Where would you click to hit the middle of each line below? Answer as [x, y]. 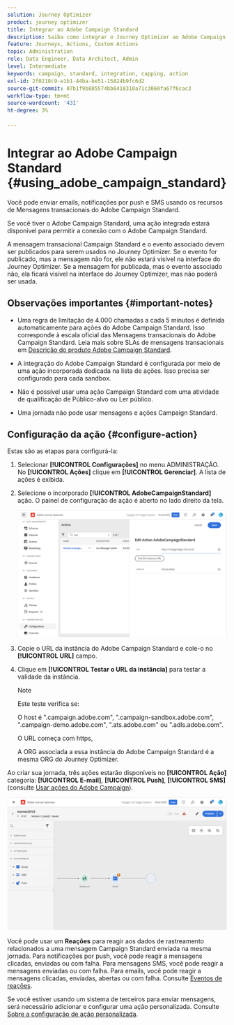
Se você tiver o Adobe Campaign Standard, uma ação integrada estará [109, 223]
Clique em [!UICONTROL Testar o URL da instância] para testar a [111, 669]
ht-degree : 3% [28, 111]
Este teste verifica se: [48, 703]
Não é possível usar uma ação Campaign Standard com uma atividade [118, 392]
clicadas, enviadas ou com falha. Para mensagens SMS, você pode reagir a [115, 964]
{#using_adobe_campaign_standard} [117, 183]
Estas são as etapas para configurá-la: [63, 451]
